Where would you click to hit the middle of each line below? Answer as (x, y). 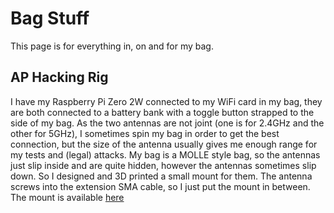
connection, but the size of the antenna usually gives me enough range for (164, 144)
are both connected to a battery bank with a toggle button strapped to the (162, 112)
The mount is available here (67, 197)
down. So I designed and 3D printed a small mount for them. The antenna (161, 176)
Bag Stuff (50, 18)
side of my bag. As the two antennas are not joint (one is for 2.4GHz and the (167, 123)
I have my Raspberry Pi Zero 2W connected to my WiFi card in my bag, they (166, 101)
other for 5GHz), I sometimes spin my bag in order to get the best (145, 133)
